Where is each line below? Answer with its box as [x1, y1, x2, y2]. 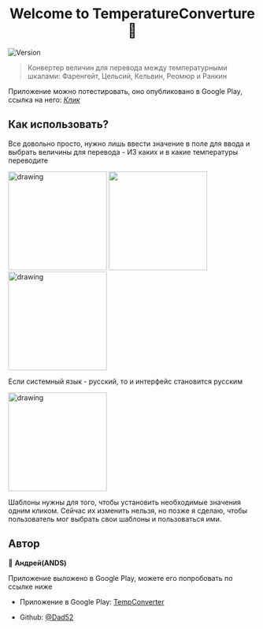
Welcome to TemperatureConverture [9, 5, 256, 23]
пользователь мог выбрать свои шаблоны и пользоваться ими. [8, 514, 222, 523]
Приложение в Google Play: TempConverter [19, 597, 165, 606]
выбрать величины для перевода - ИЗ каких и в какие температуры [8, 147, 239, 156]
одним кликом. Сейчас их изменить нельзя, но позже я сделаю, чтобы [8, 506, 248, 515]
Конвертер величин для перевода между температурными [27, 62, 228, 72]
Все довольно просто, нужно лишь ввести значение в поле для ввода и [8, 139, 250, 148]
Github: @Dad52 [19, 612, 74, 622]
